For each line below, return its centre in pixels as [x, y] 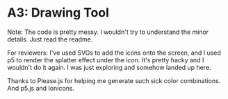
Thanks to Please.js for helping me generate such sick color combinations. [114, 80]
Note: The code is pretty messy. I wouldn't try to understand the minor [108, 32]
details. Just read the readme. [50, 39]
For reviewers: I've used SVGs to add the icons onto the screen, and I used [114, 53]
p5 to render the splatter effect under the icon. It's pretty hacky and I [106, 60]
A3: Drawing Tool [58, 13]
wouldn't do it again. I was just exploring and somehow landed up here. [109, 67]
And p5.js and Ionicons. [41, 88]
